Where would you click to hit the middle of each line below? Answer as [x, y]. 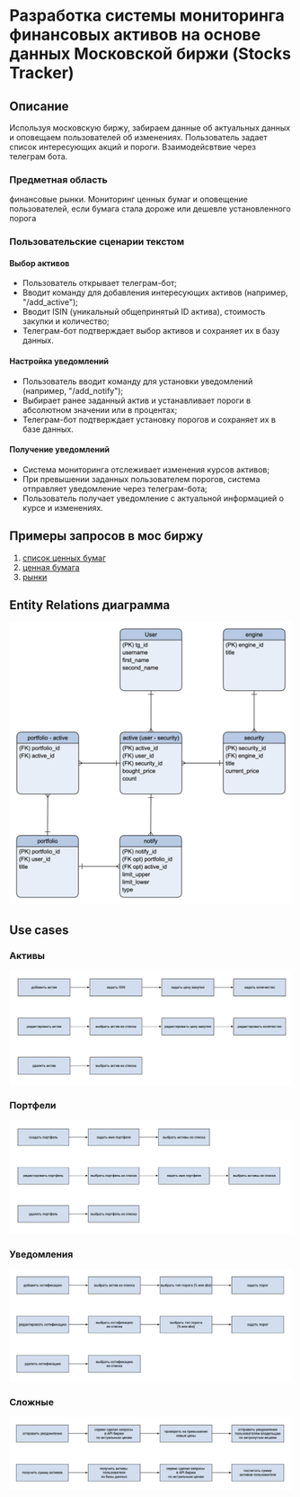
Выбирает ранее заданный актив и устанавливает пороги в [137, 400]
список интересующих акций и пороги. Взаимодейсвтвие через [132, 147]
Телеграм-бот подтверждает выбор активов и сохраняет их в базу [151, 331]
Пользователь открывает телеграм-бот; [100, 283]
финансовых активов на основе [135, 35]
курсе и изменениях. [62, 507]
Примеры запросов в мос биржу [106, 536]
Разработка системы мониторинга [147, 16]
